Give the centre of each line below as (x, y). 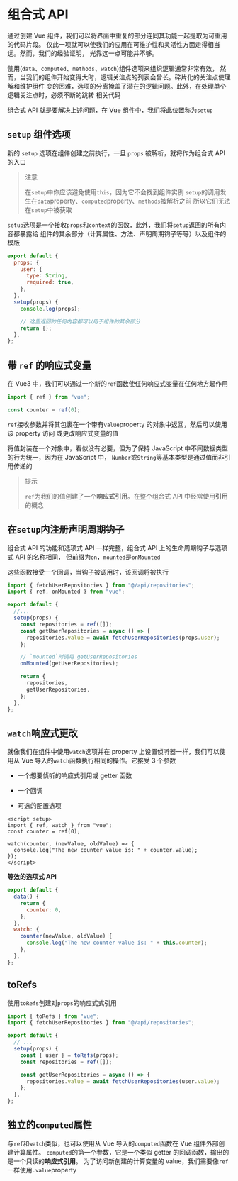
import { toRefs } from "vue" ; (53, 1016)
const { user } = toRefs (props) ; (69, 1055)
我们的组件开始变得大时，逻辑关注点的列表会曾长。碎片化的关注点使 (125, 77)
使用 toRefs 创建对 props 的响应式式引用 (62, 1003)
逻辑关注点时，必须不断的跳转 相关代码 (64, 95)
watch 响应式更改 (42, 733)
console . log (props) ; (50, 309)
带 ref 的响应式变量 (50, 365)
